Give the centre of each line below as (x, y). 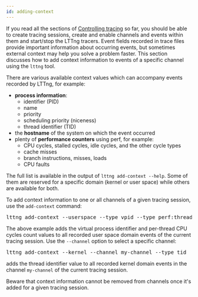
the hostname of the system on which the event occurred (85, 133)
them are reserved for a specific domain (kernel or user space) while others (98, 182)
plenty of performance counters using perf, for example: (84, 139)
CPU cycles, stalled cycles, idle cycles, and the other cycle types (102, 145)
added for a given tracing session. (48, 288)
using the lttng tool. (31, 66)
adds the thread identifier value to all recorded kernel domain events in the (97, 263)
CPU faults (37, 164)
